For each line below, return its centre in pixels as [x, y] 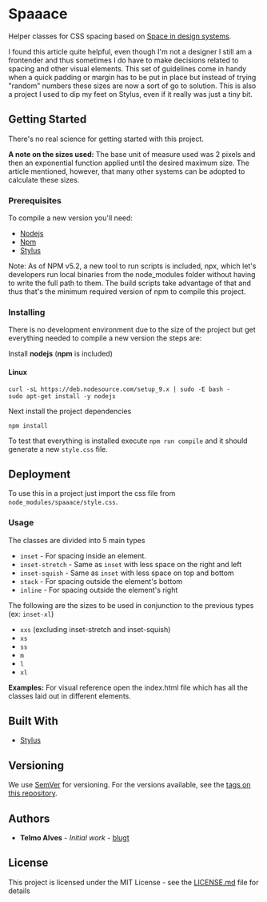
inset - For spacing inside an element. [83, 556]
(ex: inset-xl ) [31, 614]
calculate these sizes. [44, 179]
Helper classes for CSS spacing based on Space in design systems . [120, 36]
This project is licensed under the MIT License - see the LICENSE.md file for [133, 882]
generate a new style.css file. [58, 449]
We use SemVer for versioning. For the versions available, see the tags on [130, 785]
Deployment [40, 474]
